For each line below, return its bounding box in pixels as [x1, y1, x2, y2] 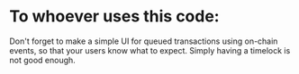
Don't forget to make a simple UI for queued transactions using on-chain [9, 36, 278, 46]
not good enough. [9, 54, 77, 65]
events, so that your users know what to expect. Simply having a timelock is [9, 45, 291, 55]
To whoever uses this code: [9, 6, 220, 27]
